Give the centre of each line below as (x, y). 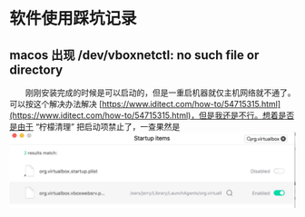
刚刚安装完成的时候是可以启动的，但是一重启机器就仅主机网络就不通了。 (160, 93)
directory (36, 69)
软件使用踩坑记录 (74, 19)
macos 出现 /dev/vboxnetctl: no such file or (134, 55)
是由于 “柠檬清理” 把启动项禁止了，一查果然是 (95, 127)
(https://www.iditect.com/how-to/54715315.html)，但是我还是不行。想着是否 (152, 115)
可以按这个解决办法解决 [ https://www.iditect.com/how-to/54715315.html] (145, 104)
